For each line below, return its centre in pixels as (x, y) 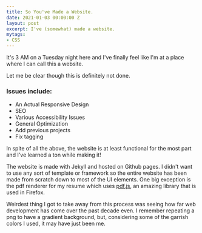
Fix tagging (29, 137)
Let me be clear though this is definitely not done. (68, 76)
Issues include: (29, 91)
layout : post (23, 23)
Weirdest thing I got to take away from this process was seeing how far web (101, 204)
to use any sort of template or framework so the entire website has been (96, 173)
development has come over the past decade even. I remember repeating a (100, 211)
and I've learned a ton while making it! (54, 155)
